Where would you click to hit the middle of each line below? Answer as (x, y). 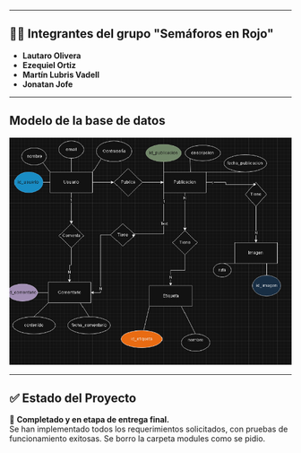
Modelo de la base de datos (87, 121)
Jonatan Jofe (47, 84)
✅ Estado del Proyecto (73, 399)
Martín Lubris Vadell (61, 74)
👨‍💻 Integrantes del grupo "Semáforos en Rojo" (142, 34)
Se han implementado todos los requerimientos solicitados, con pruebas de (149, 429)
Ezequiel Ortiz (49, 65)
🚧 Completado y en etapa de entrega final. (90, 420)
